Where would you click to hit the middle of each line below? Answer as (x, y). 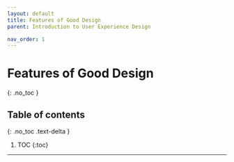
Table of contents (46, 114)
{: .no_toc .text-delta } (39, 131)
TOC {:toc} (33, 145)
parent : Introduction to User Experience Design (79, 26)
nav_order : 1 (26, 39)
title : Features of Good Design (54, 20)
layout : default (31, 14)
